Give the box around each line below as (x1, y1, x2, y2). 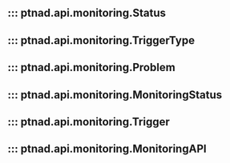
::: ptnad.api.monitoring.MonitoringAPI (7, 142, 207, 156)
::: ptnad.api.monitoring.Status (7, 6, 166, 20)
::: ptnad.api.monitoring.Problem (7, 61, 176, 74)
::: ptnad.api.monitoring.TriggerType (7, 34, 196, 47)
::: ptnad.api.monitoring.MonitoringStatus (7, 88, 222, 101)
